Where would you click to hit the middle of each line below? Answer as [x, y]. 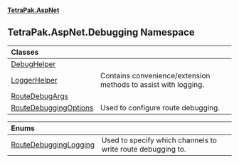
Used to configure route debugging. [160, 108]
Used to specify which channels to [159, 140]
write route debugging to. [144, 149]
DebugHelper [33, 64]
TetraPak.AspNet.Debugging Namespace [101, 32]
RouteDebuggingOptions [52, 108]
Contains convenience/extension [155, 76]
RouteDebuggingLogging [53, 144]
